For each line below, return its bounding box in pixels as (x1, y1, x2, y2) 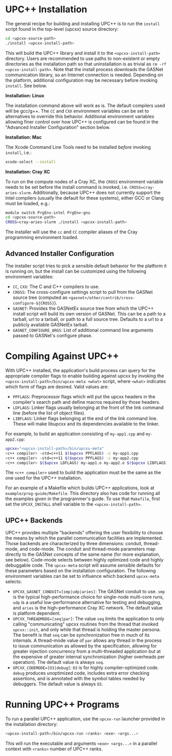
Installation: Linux (5, 92, 45, 98)
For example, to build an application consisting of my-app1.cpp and (5, 430, 145, 437)
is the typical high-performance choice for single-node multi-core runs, (12, 594, 164, 600)
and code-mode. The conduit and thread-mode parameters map (19, 546, 156, 552)
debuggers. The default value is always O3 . (12, 681, 103, 687)
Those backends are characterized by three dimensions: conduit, (5, 541, 143, 547)
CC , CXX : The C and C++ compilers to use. (12, 284, 100, 290)
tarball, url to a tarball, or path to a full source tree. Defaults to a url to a (12, 316, 163, 322)
